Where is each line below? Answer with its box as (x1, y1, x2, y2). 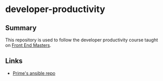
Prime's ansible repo (12, 70, 56, 76)
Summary (5, 24, 37, 32)
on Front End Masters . (5, 42, 51, 48)
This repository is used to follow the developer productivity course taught (5, 37, 158, 43)
